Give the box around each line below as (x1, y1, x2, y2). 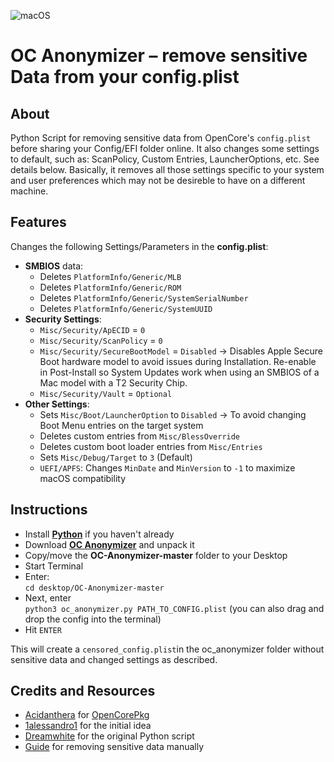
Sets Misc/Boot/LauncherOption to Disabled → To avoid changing (39, 408, 307, 420)
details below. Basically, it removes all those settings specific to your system (10, 164, 325, 175)
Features (10, 214, 67, 231)
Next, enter (24, 591, 72, 604)
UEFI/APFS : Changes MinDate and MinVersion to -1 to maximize (39, 461, 296, 474)
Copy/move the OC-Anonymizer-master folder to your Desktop (24, 549, 288, 561)
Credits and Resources (10, 683, 156, 700)
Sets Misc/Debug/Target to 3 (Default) (39, 451, 193, 463)
